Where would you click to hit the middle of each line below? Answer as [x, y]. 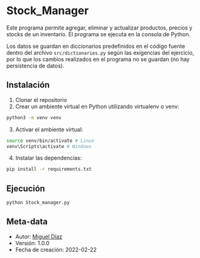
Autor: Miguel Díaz [39, 237]
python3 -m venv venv [34, 117]
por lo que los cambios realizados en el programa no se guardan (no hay [98, 59]
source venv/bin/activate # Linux [51, 141]
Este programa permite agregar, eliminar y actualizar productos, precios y [99, 28]
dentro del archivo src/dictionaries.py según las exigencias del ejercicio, [100, 52]
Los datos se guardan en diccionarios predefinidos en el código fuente [96, 46]
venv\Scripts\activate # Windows [49, 146]
